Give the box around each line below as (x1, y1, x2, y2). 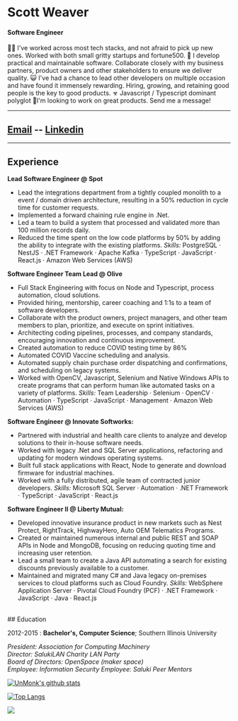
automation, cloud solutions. (17, 291, 101, 299)
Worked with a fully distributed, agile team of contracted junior (17, 476, 200, 485)
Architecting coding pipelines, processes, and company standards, (17, 328, 213, 337)
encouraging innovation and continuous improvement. (17, 336, 176, 345)
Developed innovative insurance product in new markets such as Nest (17, 519, 222, 527)
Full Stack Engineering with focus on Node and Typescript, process (17, 284, 215, 292)
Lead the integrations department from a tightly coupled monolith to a (17, 188, 222, 197)
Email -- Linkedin (7, 123, 84, 135)
